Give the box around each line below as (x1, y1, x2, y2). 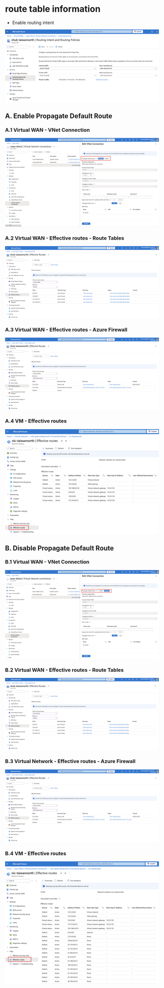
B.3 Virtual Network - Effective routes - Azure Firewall (5, 758, 136, 765)
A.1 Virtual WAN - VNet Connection (5, 126, 90, 133)
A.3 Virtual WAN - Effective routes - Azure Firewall (5, 326, 128, 333)
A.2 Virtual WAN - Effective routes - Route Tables (5, 234, 124, 241)
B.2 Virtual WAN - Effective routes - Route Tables (5, 667, 124, 673)
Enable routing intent (12, 20, 55, 25)
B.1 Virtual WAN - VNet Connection (5, 559, 90, 566)
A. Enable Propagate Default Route (5, 112, 113, 121)
